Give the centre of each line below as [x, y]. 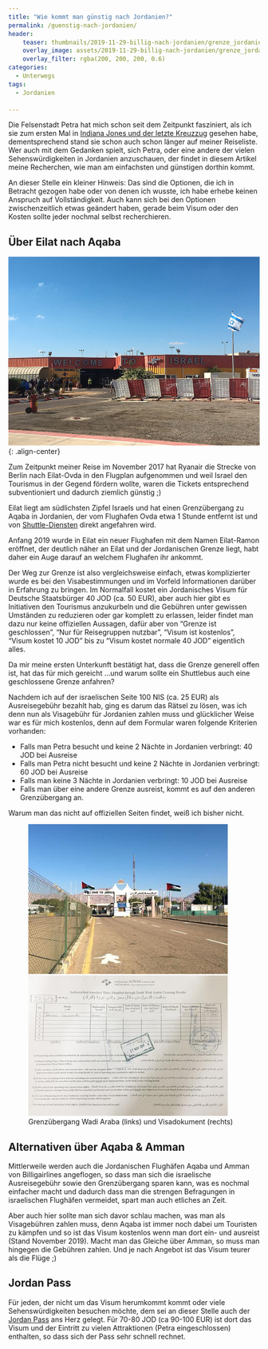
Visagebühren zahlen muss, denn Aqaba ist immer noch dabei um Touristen [133, 1224]
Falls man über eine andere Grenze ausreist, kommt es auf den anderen [137, 789]
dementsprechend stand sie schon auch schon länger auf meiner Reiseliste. [133, 142]
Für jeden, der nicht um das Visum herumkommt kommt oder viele [117, 1302]
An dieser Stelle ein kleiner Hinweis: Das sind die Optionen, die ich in [121, 183]
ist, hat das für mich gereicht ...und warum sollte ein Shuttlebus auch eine [129, 673]
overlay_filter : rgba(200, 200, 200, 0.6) [94, 59]
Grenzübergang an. [51, 798]
